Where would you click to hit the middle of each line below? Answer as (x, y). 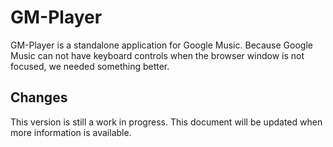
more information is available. (71, 132)
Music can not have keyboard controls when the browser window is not (157, 55)
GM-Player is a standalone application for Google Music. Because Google (161, 45)
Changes (39, 97)
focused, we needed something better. (90, 66)
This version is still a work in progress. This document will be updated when (166, 122)
